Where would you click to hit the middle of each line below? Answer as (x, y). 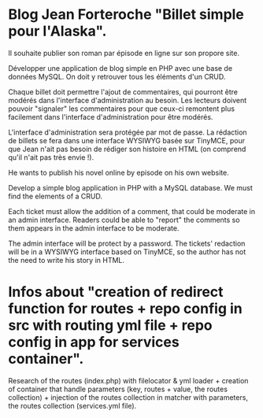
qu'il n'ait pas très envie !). (51, 157)
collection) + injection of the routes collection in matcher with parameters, (128, 397)
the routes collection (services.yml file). (72, 405)
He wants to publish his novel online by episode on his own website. (119, 172)
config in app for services (94, 342)
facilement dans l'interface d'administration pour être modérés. (111, 117)
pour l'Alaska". (57, 31)
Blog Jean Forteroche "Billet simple (126, 15)
